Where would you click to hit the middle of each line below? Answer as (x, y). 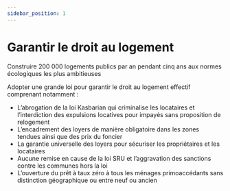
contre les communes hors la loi (62, 166)
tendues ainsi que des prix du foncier (70, 136)
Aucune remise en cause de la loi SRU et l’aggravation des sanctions (114, 158)
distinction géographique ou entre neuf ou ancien (87, 180)
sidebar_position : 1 (37, 13)
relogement (33, 122)
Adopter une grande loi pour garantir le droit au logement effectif (99, 87)
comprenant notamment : (43, 94)
